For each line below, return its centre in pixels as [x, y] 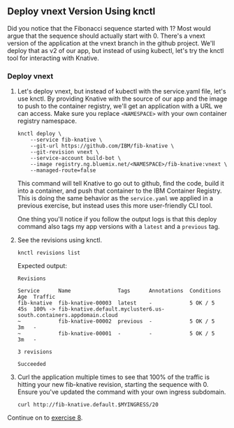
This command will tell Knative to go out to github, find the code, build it [121, 184]
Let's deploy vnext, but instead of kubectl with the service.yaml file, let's [122, 91]
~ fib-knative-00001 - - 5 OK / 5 [116, 334]
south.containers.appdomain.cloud [67, 316]
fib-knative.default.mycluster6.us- [112, 309]
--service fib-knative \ [66, 140]
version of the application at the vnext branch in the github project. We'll [111, 43]
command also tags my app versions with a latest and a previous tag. [118, 227]
